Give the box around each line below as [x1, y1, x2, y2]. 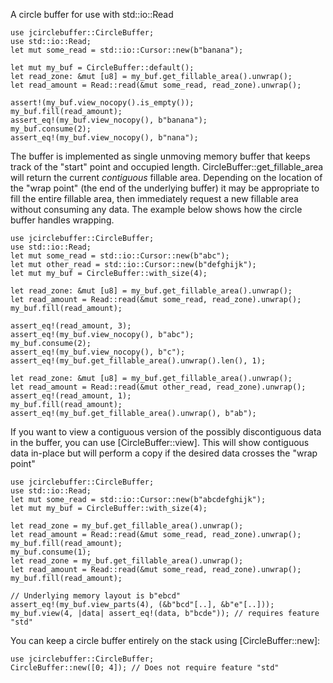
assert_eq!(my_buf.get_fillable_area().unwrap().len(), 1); [10, 356, 267, 366]
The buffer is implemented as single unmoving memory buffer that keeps [10, 150, 311, 162]
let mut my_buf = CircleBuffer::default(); [10, 63, 195, 73]
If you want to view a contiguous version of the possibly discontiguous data [10, 426, 322, 438]
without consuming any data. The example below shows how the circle [10, 204, 303, 215]
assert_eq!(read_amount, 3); [10, 321, 132, 331]
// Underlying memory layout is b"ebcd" [10, 591, 182, 601]
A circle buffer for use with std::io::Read [10, 9, 174, 20]
